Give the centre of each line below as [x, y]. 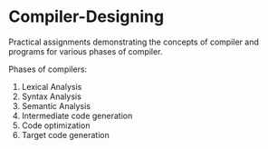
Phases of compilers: [48, 69]
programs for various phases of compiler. [86, 51]
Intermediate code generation [77, 115]
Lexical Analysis [52, 86]
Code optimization [56, 125]
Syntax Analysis [52, 96]
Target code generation [65, 134]
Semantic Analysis [56, 105]
